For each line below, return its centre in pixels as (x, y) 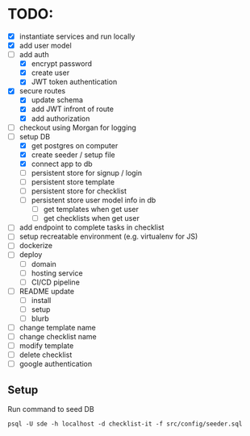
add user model (45, 46)
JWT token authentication (74, 82)
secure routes (42, 91)
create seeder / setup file (73, 155)
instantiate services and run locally (77, 36)
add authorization (60, 118)
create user (50, 73)
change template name (57, 327)
